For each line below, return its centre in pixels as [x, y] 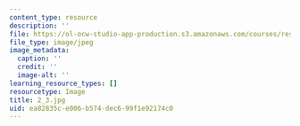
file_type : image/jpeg [51, 42]
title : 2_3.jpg [37, 100]
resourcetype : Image [48, 91]
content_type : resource [54, 17]
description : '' [39, 26]
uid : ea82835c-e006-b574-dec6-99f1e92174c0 [92, 108]
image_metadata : [39, 51]
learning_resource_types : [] [63, 83]
